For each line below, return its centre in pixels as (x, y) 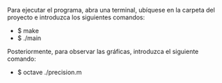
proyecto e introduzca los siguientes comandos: (76, 17)
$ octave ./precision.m (49, 72)
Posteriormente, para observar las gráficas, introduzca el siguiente (103, 52)
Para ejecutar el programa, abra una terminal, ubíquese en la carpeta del (111, 10)
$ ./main (29, 38)
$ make (28, 31)
